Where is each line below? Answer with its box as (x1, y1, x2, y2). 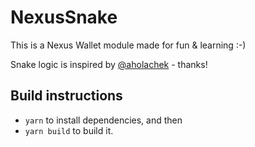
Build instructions (10, 87, 123, 105)
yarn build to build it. (24, 124, 114, 136)
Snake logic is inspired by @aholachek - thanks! (10, 58, 208, 70)
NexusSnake (10, 6, 118, 29)
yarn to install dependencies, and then (24, 114, 183, 126)
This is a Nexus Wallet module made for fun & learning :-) (10, 39, 247, 51)
